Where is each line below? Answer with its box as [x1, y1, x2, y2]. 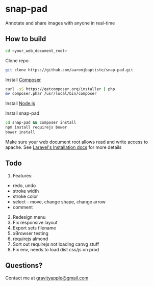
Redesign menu [12, 214, 46, 220]
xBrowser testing [12, 230, 48, 236]
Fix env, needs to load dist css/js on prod [12, 246, 99, 252]
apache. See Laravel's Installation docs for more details [5, 144, 122, 150]
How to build [5, 35, 46, 43]
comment [12, 204, 33, 210]
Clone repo [5, 57, 29, 64]
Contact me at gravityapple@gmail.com [5, 275, 89, 281]
